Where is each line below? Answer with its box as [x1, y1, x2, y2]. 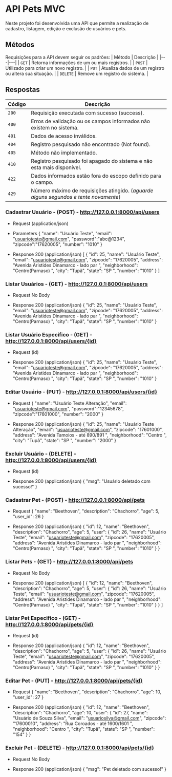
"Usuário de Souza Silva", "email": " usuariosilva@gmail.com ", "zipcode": [12, 715, 166, 722]
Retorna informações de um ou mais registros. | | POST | [31, 60, 148, 66]
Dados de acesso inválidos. [31, 132, 97, 139]
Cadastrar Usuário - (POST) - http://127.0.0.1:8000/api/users [5, 209, 160, 216]
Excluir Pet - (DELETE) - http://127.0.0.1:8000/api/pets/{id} [5, 744, 155, 751]
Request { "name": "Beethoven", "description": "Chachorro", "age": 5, [12, 508, 160, 514]
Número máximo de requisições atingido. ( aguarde [31, 187, 154, 194]
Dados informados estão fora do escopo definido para [31, 172, 161, 179]
